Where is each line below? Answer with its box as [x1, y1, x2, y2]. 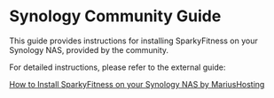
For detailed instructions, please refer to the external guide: [9, 62, 226, 72]
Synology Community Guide [9, 6, 222, 26]
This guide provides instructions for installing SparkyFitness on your [9, 35, 259, 46]
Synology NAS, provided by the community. [9, 44, 169, 55]
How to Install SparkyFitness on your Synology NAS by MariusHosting [9, 79, 265, 89]
